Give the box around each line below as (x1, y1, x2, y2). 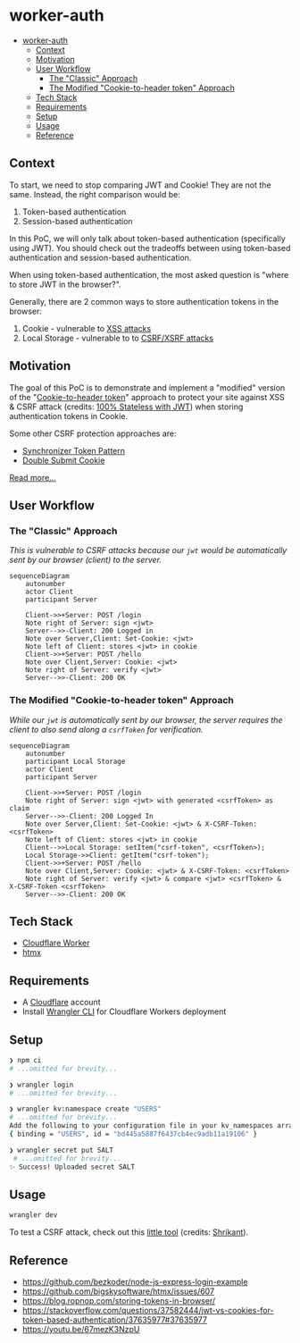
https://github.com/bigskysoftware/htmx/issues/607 (21, 1286, 215, 1297)
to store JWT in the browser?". (9, 279, 122, 290)
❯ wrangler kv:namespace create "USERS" (9, 1104, 162, 1113)
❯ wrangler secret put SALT (9, 1146, 114, 1154)
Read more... (9, 472, 56, 483)
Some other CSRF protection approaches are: (9, 428, 177, 439)
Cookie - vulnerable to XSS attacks (21, 323, 152, 333)
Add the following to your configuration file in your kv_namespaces (9, 1121, 274, 1130)
